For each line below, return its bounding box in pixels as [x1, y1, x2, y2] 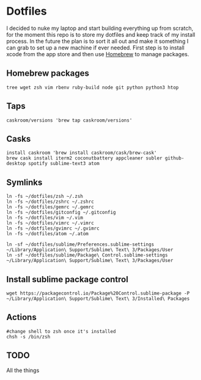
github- [164, 155, 185, 161]
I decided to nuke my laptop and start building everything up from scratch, [6, 24, 194, 32]
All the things [6, 367, 40, 374]
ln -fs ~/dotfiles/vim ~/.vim [6, 215, 84, 221]
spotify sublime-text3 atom [28, 161, 100, 167]
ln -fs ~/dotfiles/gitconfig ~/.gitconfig [6, 210, 116, 216]
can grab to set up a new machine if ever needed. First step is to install [6, 44, 185, 51]
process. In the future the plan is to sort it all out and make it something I [6, 37, 189, 45]
